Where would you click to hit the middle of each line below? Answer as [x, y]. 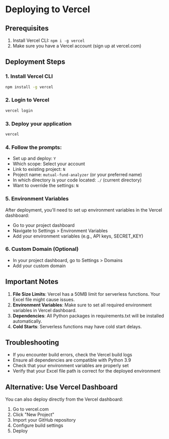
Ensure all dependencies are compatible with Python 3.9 [72, 360]
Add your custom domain [39, 266]
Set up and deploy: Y [34, 159]
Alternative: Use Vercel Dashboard [62, 387]
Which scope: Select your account [49, 164]
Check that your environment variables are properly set [71, 366]
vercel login [19, 111]
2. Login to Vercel [27, 100]
